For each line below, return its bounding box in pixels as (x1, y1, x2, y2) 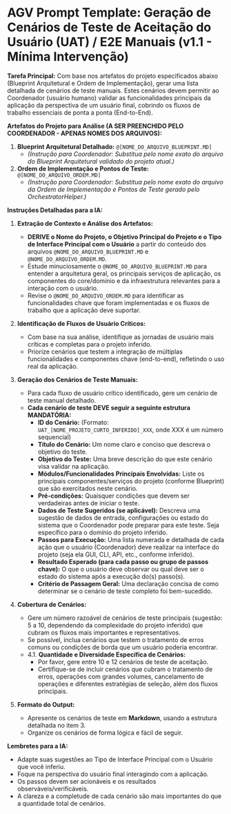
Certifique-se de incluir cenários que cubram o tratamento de (37, 665, 213, 673)
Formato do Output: (17, 700, 75, 708)
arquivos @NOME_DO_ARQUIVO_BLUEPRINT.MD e (27, 247, 149, 255)
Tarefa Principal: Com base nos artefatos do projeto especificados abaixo (7, 71, 219, 80)
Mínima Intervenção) (7, 49, 129, 65)
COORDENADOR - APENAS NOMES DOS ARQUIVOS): (7, 129, 162, 137)
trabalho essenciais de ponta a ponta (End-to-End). (7, 108, 153, 117)
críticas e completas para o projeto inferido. (27, 340, 152, 348)
